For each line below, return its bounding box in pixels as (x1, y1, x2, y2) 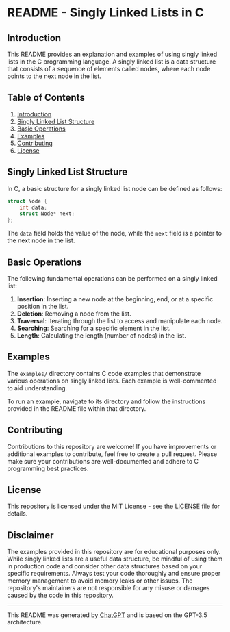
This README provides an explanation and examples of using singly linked (7, 50, 218, 58)
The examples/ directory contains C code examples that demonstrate (7, 369, 201, 377)
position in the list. (16, 302, 69, 310)
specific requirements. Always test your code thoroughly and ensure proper (7, 570, 221, 578)
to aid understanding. (7, 383, 68, 392)
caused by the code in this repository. (7, 591, 114, 600)
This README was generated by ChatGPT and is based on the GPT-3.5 (7, 611, 207, 619)
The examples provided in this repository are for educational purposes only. (7, 548, 221, 556)
